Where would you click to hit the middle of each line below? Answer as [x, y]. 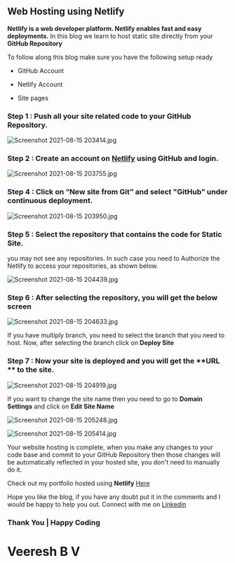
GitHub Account [41, 70]
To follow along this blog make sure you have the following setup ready [110, 57]
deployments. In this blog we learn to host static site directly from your [110, 36]
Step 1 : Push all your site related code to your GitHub [99, 116]
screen [19, 306]
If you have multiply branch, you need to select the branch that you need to [116, 335]
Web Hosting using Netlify [66, 12]
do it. [15, 470]
